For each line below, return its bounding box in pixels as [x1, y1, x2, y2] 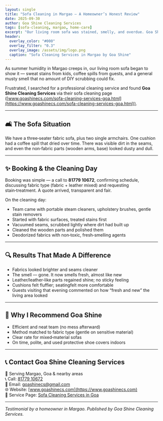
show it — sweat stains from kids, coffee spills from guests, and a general [5, 71, 153, 77]
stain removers [12, 212, 42, 217]
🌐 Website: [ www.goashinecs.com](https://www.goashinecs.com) [5, 387, 138, 392]
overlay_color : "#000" [9, 39, 55, 44]
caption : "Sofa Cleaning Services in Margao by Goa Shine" [9, 52, 131, 57]
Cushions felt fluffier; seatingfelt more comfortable [12, 282, 114, 288]
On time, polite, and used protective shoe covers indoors [12, 339, 126, 345]
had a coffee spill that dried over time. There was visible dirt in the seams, [5, 140, 153, 146]
